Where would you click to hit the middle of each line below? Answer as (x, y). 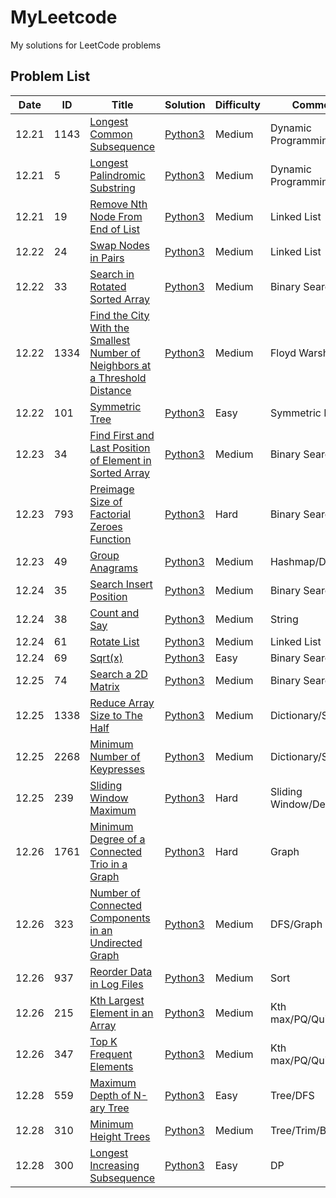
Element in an (121, 1013)
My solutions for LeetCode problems (86, 45)
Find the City (119, 315)
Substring (112, 188)
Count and (114, 613)
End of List (114, 229)
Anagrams (114, 568)
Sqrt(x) (106, 658)
